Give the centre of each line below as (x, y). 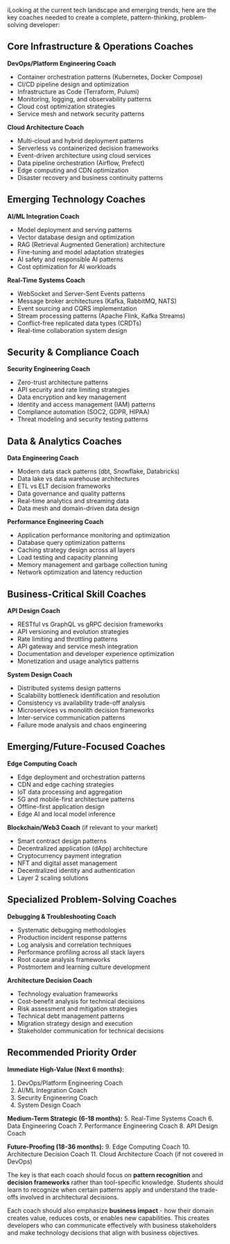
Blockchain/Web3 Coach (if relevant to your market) (82, 827)
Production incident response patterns (72, 937)
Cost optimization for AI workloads (67, 266)
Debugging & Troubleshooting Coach (62, 916)
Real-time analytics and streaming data (73, 501)
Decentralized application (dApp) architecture (82, 848)
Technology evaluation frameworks (68, 994)
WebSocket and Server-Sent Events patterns (81, 293)
